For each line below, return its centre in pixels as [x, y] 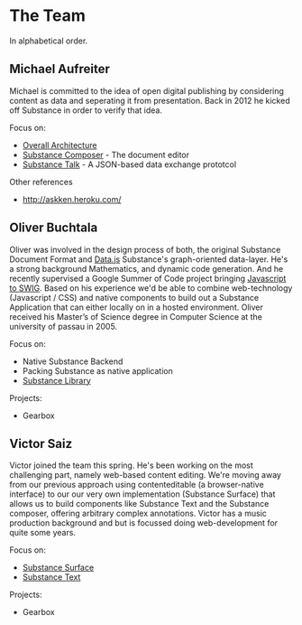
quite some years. [43, 533]
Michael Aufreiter [59, 69]
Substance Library [57, 380]
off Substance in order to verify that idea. [86, 110]
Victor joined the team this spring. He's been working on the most [132, 465]
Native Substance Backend [73, 361]
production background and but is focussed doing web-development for [143, 523]
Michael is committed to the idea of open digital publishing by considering [146, 90]
